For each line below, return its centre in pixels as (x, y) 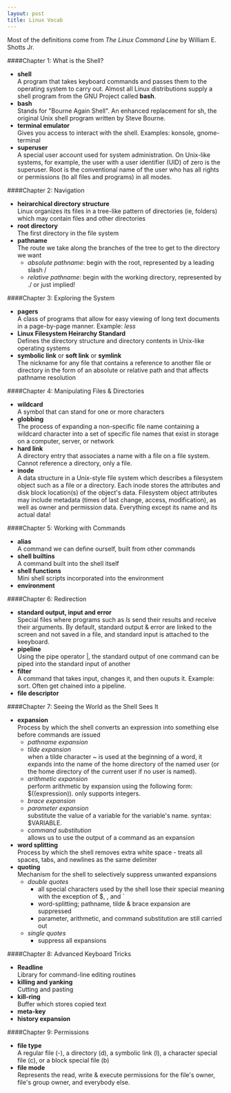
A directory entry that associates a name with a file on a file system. (113, 456)
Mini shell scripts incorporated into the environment (90, 578)
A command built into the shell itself (68, 563)
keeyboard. (33, 641)
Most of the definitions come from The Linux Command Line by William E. (112, 39)
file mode (31, 1067)
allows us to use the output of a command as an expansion (111, 837)
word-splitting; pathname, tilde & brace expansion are (114, 903)
